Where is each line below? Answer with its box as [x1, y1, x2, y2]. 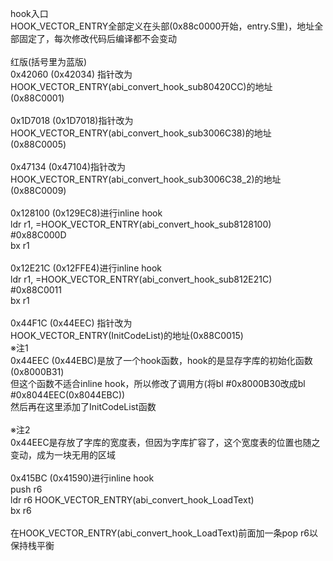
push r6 [10, 483, 43, 495]
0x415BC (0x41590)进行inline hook [10, 472, 155, 484]
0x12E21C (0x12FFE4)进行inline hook [10, 262, 162, 274]
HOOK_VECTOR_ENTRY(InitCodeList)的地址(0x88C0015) [10, 330, 244, 341]
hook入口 [10, 8, 49, 19]
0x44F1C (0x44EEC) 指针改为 [10, 317, 133, 329]
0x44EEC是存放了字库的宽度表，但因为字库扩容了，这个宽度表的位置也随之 [10, 437, 321, 448]
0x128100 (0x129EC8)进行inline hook [10, 207, 163, 219]
